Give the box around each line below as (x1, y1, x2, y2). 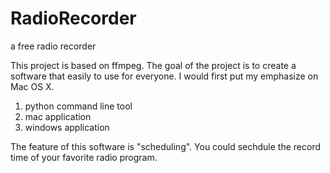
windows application (24, 121, 110, 133)
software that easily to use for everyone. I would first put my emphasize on (10, 70, 319, 82)
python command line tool (24, 100, 133, 112)
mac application (24, 110, 92, 122)
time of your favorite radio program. (10, 151, 158, 163)
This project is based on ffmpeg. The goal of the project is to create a (10, 59, 297, 71)
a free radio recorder (10, 40, 97, 52)
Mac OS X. (10, 80, 55, 92)
